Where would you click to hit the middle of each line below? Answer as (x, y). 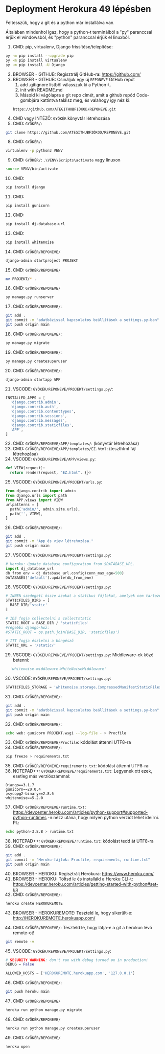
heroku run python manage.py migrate (44, 1010)
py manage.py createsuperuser (36, 361)
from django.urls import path (36, 496)
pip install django (25, 187)
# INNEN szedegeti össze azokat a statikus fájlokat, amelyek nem (75, 596)
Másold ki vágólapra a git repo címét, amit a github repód (78, 95)
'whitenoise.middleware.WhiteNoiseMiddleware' (58, 669)
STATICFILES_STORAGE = (29, 687)
